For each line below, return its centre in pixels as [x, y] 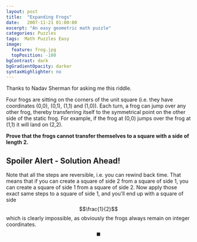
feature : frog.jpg [34, 50]
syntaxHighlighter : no [34, 72]
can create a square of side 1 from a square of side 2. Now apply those [92, 187]
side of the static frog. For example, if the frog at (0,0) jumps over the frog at [98, 119]
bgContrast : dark [27, 60]
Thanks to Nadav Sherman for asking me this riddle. [69, 88]
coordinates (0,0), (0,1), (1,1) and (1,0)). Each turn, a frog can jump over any [96, 106]
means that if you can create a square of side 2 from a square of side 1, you [97, 181]
